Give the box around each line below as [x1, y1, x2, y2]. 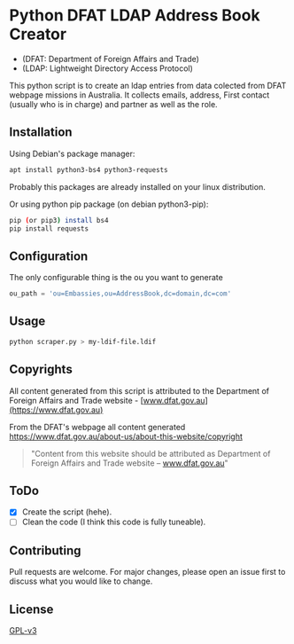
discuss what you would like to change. [9, 576, 153, 586]
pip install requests [9, 224, 89, 233]
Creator [9, 24, 67, 44]
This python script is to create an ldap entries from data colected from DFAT [9, 80, 287, 90]
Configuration [9, 248, 89, 263]
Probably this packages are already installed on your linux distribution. [9, 181, 266, 192]
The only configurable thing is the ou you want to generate [9, 272, 223, 283]
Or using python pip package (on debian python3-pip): [9, 199, 209, 209]
